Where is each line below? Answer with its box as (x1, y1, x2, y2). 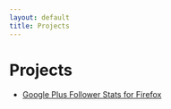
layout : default (9, 13, 70, 22)
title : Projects (9, 21, 70, 30)
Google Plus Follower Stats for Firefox (21, 89, 162, 100)
